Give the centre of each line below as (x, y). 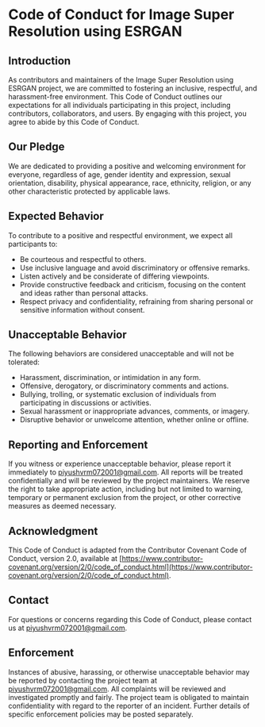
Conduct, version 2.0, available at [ (65, 559)
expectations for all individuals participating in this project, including (120, 105)
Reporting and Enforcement (78, 445)
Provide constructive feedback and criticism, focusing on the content (132, 284)
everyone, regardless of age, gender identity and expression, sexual (120, 174)
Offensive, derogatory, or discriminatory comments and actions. (124, 386)
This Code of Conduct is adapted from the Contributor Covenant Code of (128, 550)
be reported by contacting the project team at (83, 680)
